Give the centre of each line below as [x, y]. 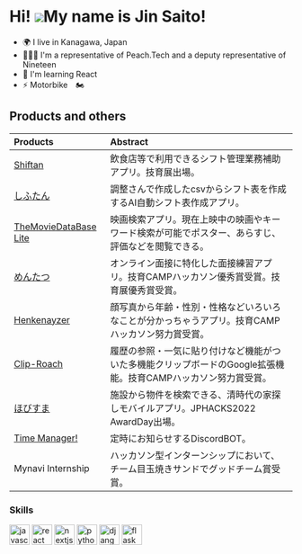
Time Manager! [46, 438]
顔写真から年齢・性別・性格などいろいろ [195, 307]
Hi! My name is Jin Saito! [108, 17]
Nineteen [39, 64]
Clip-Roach [39, 363]
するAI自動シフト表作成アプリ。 [177, 202]
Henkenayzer [42, 319]
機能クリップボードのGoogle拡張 [206, 364]
